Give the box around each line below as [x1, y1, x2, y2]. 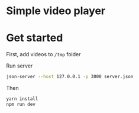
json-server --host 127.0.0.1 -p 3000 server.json [6, 74, 134, 80]
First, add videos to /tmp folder [6, 51, 81, 58]
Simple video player [6, 4, 105, 18]
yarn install [6, 96, 38, 102]
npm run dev [6, 101, 35, 107]
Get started [6, 31, 63, 45]
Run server [6, 62, 33, 69]
